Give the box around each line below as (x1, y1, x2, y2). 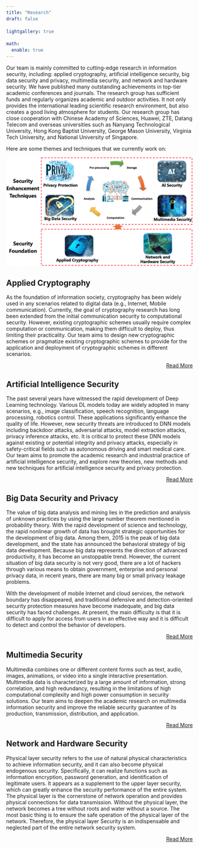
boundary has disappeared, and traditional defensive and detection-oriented (6, 596, 193, 603)
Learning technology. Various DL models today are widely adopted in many (6, 401, 190, 409)
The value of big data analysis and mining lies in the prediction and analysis (6, 508, 191, 516)
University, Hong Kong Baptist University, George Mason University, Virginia (6, 127, 191, 134)
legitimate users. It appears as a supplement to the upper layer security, (6, 780, 182, 787)
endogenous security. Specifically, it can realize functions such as (6, 767, 168, 774)
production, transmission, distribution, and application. (6, 710, 139, 717)
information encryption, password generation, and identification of (6, 773, 169, 780)
